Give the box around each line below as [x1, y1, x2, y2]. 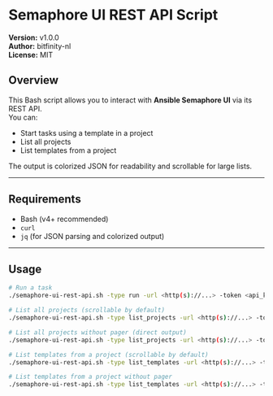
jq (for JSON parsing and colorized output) [19, 231, 165, 241]
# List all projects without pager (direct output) [8, 328, 187, 337]
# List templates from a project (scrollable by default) [8, 350, 209, 359]
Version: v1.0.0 [8, 33, 59, 42]
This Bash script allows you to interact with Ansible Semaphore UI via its [8, 95, 253, 105]
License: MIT [8, 50, 54, 59]
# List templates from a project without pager [8, 372, 173, 381]
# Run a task [8, 284, 53, 292]
